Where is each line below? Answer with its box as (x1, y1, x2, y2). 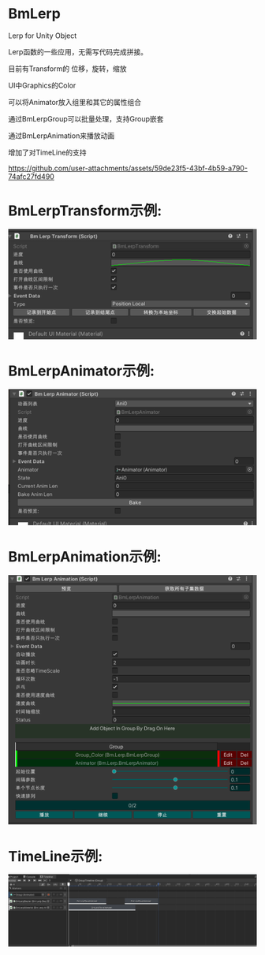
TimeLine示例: (8, 847, 103, 865)
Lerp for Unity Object (8, 31, 77, 40)
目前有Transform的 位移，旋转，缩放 (8, 64, 127, 73)
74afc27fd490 (8, 171, 55, 181)
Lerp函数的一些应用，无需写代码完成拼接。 (8, 47, 148, 56)
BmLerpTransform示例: (8, 202, 162, 220)
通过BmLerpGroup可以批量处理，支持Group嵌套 (8, 114, 164, 123)
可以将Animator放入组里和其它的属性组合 (8, 97, 142, 106)
